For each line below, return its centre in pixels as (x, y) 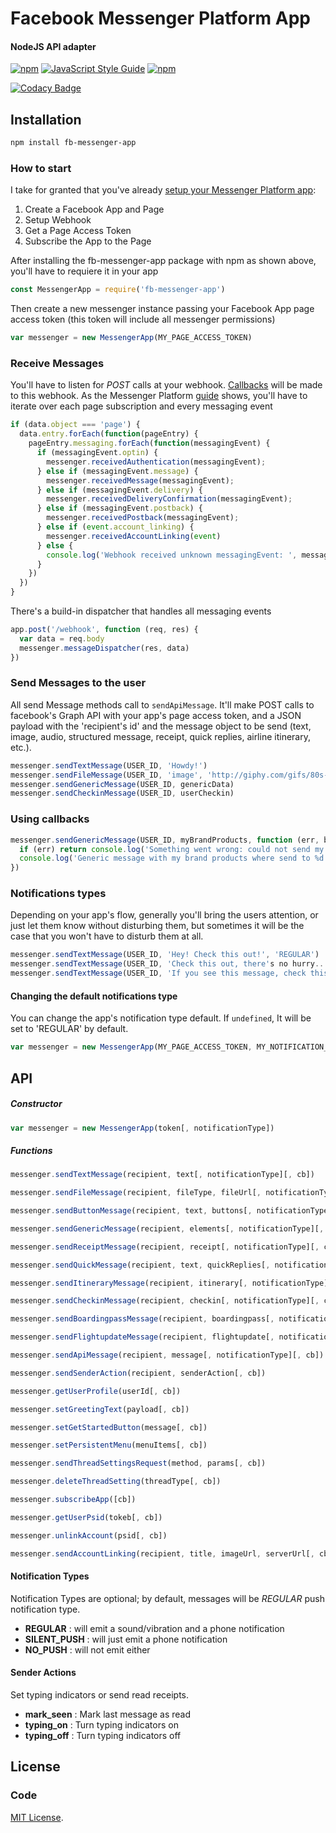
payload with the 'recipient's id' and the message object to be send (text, (161, 726)
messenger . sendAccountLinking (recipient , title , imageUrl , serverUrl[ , (162, 1553)
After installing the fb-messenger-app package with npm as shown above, (163, 261)
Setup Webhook (58, 220)
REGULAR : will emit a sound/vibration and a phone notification (154, 1628)
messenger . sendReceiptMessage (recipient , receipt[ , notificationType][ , (165, 1247)
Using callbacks (50, 819)
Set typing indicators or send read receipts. (100, 1695)
